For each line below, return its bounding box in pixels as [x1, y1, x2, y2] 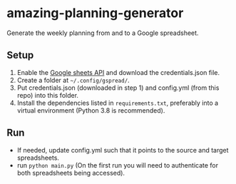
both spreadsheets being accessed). [16, 168, 125, 177]
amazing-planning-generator [6, 5, 184, 21]
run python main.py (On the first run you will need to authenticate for [16, 160, 219, 169]
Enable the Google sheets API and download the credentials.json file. [16, 68, 220, 76]
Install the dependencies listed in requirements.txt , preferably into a [16, 98, 219, 107]
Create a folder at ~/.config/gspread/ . [16, 76, 130, 84]
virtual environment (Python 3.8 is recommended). [16, 106, 165, 115]
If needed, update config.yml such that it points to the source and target [16, 145, 229, 154]
